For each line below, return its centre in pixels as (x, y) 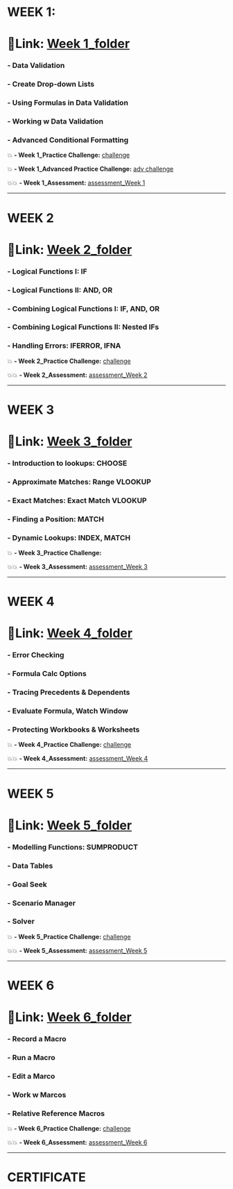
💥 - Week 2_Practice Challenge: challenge (69, 361)
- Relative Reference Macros (56, 1113)
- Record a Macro (37, 1039)
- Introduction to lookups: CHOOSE (67, 464)
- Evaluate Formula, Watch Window (68, 711)
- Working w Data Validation (55, 121)
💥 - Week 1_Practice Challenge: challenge (69, 155)
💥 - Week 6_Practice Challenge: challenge (69, 1129)
